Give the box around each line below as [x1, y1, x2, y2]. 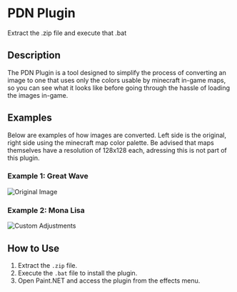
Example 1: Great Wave [7, 171, 89, 181]
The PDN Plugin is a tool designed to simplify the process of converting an [7, 68, 226, 76]
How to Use [7, 242, 60, 254]
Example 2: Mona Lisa [7, 205, 86, 215]
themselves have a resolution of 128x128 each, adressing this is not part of [7, 146, 227, 154]
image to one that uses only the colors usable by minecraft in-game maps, [7, 76, 226, 84]
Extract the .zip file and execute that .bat [7, 29, 127, 37]
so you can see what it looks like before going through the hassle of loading [7, 84, 231, 92]
